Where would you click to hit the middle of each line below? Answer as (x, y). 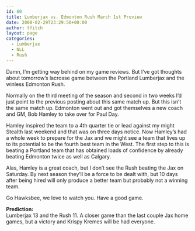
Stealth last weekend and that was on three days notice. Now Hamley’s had (96, 132)
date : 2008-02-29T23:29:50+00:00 (47, 22)
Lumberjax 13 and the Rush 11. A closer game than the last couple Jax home (97, 215)
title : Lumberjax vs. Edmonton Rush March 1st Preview (74, 17)
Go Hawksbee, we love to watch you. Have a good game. (75, 198)
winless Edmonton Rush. (36, 84)
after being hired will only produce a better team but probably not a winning (97, 180)
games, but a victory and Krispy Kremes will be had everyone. (81, 221)
